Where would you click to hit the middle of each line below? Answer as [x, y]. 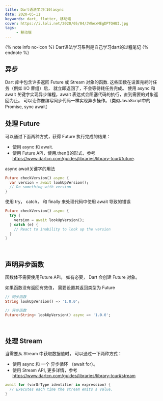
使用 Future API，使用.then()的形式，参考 [54, 153]
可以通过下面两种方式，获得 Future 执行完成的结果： [58, 136]
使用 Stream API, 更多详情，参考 [45, 370]
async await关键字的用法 [30, 169]
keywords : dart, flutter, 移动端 [38, 19]
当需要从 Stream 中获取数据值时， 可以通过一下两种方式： [64, 354]
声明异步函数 [25, 264]
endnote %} [17, 53]
